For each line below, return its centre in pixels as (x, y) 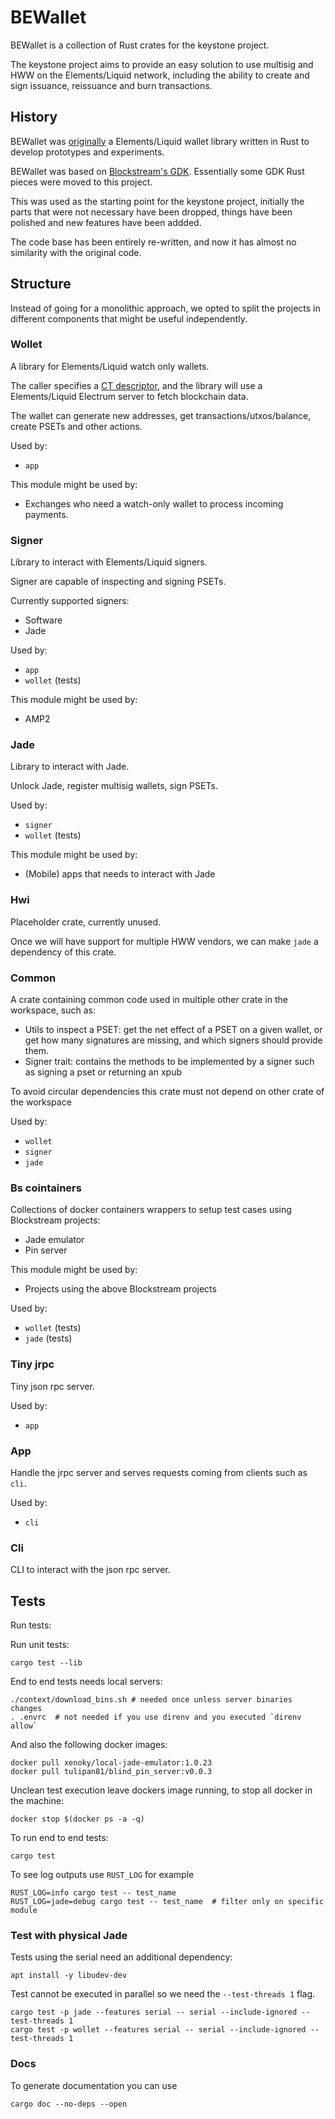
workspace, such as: (53, 1010)
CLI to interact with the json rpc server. (90, 1570)
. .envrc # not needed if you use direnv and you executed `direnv (156, 1717)
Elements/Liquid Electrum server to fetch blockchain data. (129, 396)
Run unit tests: (40, 1645)
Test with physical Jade (69, 1935)
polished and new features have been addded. (106, 222)
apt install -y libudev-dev (69, 1976)
